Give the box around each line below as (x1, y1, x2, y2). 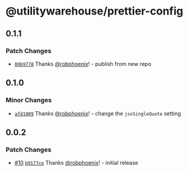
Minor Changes (5, 96, 52, 104)
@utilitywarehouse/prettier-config (5, 4, 184, 18)
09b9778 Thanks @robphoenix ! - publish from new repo (14, 60, 152, 67)
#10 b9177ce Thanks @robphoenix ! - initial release (14, 159, 138, 167)
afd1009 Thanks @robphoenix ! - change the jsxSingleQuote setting (14, 110, 182, 117)
